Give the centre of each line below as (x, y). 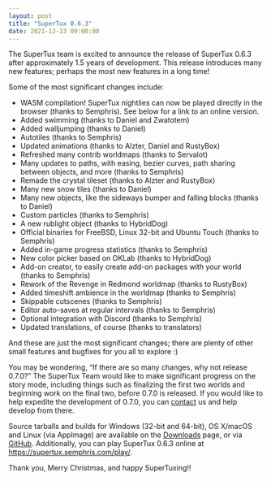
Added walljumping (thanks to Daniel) (83, 129)
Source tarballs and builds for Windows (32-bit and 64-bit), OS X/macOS (131, 427)
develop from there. (41, 410)
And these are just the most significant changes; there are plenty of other (131, 343)
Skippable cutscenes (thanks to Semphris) (91, 301)
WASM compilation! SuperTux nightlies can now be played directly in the (141, 103)
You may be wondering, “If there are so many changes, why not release (128, 367)
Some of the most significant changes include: (86, 87)
